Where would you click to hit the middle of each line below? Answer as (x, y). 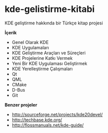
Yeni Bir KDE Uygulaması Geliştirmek (50, 63)
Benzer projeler (21, 105)
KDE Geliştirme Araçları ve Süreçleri (49, 53)
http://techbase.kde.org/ (37, 120)
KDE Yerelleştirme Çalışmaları (42, 69)
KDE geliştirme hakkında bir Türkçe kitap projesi (54, 23)
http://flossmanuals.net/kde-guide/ (48, 125)
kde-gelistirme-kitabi (50, 9)
